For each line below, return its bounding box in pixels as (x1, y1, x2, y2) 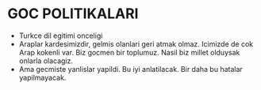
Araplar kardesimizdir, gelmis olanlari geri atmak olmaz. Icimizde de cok (18, 39, 254, 48)
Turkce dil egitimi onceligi (18, 31, 103, 40)
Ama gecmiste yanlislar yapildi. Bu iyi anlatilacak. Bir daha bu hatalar (18, 64, 243, 73)
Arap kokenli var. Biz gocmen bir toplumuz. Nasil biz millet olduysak (18, 47, 240, 57)
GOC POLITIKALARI (7, 5, 139, 23)
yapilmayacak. (18, 73, 67, 82)
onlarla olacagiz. (18, 56, 73, 66)
